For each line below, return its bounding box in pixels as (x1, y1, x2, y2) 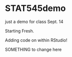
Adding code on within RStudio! (5, 37, 68, 43)
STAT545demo (5, 3, 66, 14)
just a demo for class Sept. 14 (5, 19, 64, 24)
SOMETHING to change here (5, 46, 62, 52)
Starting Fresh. (5, 28, 35, 34)
